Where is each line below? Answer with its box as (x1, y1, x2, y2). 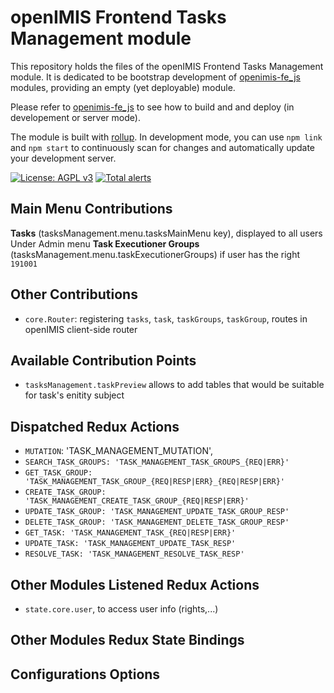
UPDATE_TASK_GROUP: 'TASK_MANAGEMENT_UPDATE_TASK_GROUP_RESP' (24, 507, 290, 517)
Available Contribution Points (10, 352, 197, 369)
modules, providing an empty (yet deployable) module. (10, 81, 236, 93)
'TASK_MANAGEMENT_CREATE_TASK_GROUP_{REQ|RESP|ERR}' (24, 496, 250, 506)
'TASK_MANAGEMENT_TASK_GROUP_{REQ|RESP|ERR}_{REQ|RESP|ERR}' (24, 477, 286, 487)
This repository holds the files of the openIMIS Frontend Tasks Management (10, 60, 324, 72)
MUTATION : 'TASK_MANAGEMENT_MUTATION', (24, 445, 214, 457)
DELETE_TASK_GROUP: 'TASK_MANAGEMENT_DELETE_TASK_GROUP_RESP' (24, 517, 290, 528)
